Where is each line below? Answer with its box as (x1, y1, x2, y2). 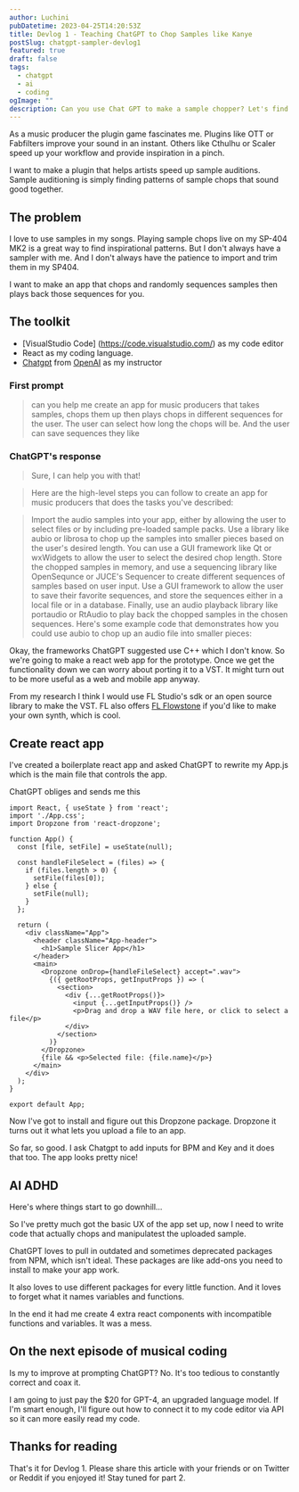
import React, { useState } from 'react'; (9, 804, 169, 812)
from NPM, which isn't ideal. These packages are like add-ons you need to (9, 1255, 283, 1266)
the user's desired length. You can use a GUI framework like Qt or (30, 543, 272, 554)
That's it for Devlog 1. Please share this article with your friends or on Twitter (9, 1463, 290, 1473)
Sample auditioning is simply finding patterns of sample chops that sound (9, 175, 279, 185)
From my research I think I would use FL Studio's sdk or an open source (9, 691, 272, 702)
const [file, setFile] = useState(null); (17, 843, 174, 852)
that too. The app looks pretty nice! (9, 1152, 138, 1163)
